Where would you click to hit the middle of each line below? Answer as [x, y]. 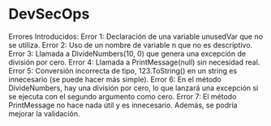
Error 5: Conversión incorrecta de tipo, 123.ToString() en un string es [123, 70]
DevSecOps [49, 14]
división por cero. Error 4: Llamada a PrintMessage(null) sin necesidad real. [134, 62]
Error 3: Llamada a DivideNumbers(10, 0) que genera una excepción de [127, 53]
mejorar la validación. [44, 113]
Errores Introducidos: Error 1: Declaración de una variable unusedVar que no [136, 36]
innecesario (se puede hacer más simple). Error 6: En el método [115, 79]
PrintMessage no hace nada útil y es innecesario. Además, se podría [123, 105]
